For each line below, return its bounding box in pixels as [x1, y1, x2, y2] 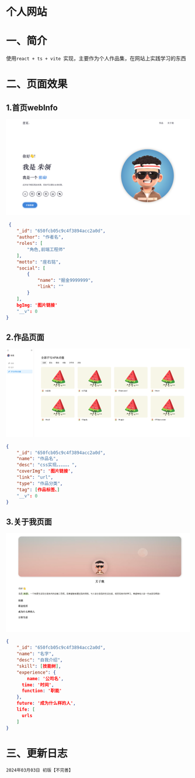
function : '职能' [21, 688, 62, 694]
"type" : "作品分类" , [16, 480, 63, 486]
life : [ [16, 707, 35, 712]
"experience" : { [16, 669, 57, 675]
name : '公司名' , [27, 675, 64, 681]
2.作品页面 [6, 332, 45, 342]
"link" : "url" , [16, 475, 54, 480]
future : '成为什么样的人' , [16, 701, 76, 707]
